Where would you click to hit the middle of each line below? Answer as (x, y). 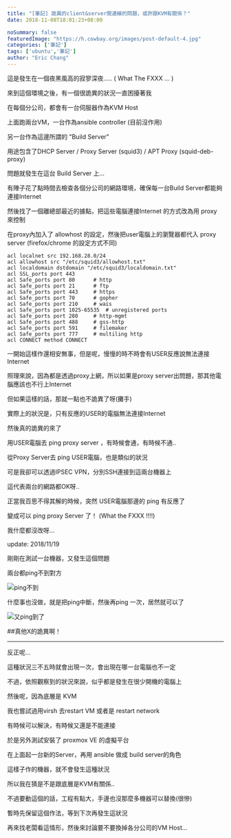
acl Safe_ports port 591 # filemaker (67, 328)
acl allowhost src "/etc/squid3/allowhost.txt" (77, 262)
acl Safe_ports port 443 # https (61, 292)
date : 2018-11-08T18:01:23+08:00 (55, 20)
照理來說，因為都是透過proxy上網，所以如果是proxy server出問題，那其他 (111, 375)
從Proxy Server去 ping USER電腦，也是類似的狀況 (77, 457)
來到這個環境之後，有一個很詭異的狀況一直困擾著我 (79, 93)
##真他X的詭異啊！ (34, 631)
